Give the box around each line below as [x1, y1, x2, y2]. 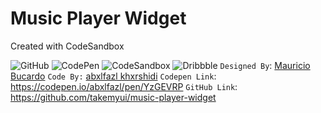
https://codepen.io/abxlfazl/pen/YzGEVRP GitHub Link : [10, 80, 238, 92]
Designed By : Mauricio [219, 59, 311, 71]
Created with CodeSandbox [10, 40, 125, 52]
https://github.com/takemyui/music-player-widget [10, 91, 217, 103]
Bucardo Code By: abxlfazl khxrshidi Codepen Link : [10, 70, 217, 82]
